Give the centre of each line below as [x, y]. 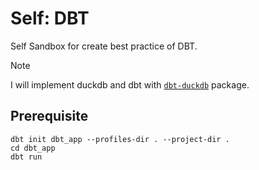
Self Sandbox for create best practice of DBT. [104, 46]
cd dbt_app [33, 148]
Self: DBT [50, 18]
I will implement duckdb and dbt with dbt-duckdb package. [130, 84]
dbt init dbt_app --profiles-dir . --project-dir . [120, 139]
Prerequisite [49, 116]
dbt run [26, 157]
